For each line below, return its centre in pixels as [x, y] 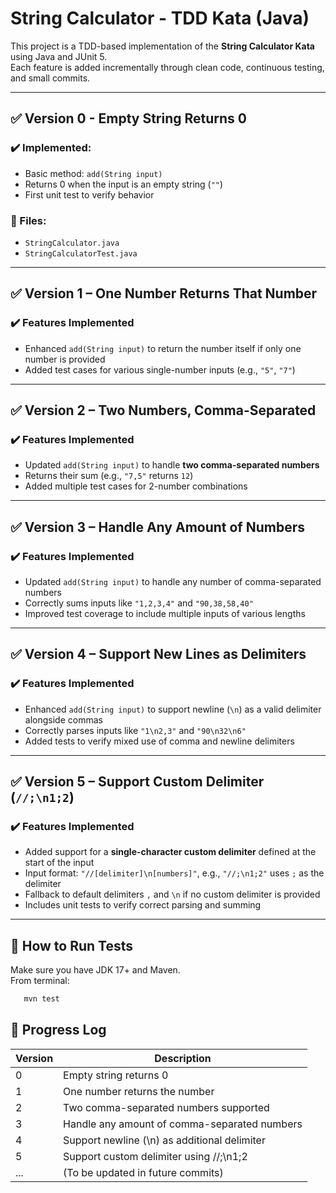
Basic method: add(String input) [93, 173]
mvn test [41, 999]
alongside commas [63, 719]
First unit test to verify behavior [89, 194]
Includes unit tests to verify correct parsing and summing [143, 905]
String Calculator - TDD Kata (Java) [160, 18]
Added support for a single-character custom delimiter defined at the [170, 852]
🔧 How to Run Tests [72, 945]
